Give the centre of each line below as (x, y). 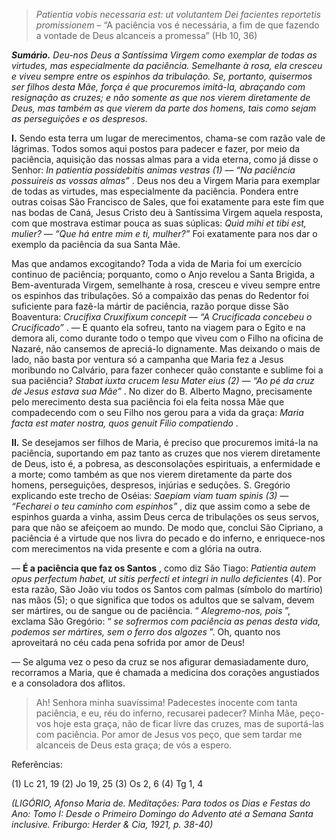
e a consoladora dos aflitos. (68, 683)
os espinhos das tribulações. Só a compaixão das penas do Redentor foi (160, 295)
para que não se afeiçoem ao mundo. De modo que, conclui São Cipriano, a (167, 527)
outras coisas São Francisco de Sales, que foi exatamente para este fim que (168, 202)
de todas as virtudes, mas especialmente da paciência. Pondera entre (155, 191)
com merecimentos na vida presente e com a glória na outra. (137, 548)
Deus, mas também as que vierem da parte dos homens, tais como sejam (164, 108)
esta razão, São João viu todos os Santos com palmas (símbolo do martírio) (167, 589)
